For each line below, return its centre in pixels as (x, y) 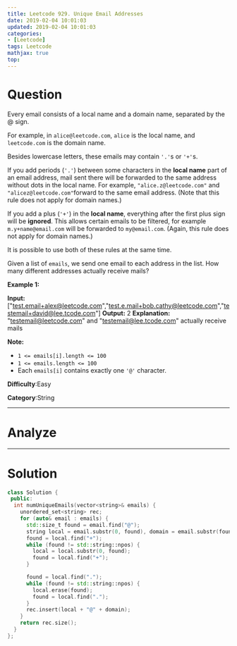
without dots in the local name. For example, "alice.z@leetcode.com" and (114, 185)
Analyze (32, 432)
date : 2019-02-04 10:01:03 (47, 20)
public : (22, 499)
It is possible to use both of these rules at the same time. (90, 249)
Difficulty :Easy (29, 384)
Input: (16, 298)
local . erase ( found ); (63, 590)
